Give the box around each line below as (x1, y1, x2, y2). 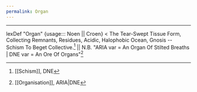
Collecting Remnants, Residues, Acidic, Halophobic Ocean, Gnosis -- (6, 36, 173, 43)
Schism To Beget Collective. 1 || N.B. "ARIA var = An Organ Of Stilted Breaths (6, 42, 189, 50)
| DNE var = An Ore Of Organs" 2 (6, 50, 84, 57)
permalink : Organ (6, 8, 49, 15)
